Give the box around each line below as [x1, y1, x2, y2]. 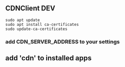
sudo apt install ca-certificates [5, 22, 79, 27]
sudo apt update [5, 17, 40, 22]
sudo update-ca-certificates [5, 26, 68, 31]
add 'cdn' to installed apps [5, 54, 92, 62]
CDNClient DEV [5, 4, 55, 13]
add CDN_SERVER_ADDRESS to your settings [5, 38, 120, 45]
